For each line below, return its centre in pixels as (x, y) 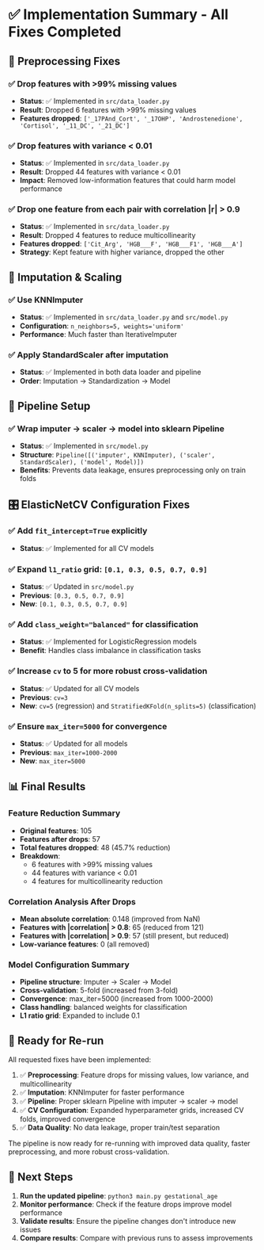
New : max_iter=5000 (52, 761)
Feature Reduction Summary (64, 813)
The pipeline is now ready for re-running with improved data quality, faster (129, 1144)
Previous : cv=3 (44, 697)
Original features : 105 (56, 831)
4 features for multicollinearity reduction (97, 881)
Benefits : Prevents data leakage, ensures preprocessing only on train (133, 470)
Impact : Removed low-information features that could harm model (127, 181)
